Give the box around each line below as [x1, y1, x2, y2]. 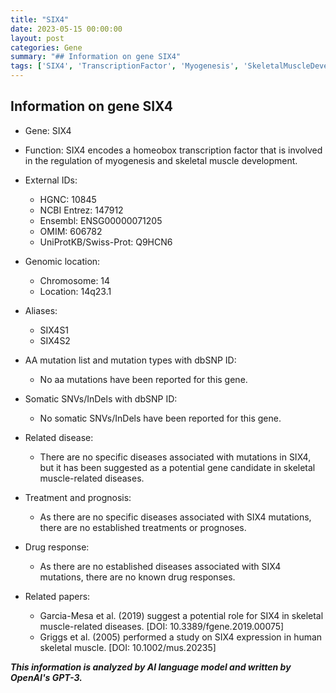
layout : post [10, 33, 65, 43]
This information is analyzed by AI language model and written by [10, 661, 292, 673]
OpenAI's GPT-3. [10, 671, 83, 683]
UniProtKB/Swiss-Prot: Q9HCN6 [39, 236, 173, 248]
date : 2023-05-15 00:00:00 [10, 24, 123, 34]
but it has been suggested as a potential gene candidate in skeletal [39, 461, 316, 473]
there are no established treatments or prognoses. [39, 521, 247, 533]
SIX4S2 [39, 334, 71, 346]
